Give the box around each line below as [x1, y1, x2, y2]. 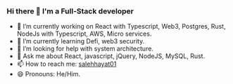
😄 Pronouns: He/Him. [16, 70, 80, 78]
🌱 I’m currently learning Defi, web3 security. [16, 37, 145, 45]
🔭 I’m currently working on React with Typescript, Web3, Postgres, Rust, [16, 22, 226, 31]
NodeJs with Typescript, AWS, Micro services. [16, 29, 152, 38]
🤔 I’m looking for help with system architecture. [16, 45, 154, 53]
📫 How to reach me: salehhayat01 [16, 59, 117, 69]
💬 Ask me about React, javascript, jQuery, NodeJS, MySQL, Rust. [16, 52, 206, 60]
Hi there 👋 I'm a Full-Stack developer [6, 6, 134, 16]
